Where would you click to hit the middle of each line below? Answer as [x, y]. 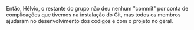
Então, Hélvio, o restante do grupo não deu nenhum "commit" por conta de [97, 9]
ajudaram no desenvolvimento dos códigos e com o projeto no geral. [90, 21]
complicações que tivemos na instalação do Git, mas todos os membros [93, 15]
